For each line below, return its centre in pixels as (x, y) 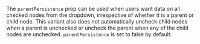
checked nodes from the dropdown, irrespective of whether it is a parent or (100, 15)
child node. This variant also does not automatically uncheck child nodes (97, 21)
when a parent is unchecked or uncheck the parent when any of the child (97, 28)
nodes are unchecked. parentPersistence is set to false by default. (89, 34)
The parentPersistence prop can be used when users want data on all (93, 9)
